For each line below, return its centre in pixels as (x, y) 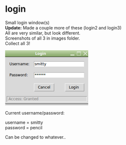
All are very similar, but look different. (43, 33)
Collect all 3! (18, 43)
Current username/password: (35, 113)
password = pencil (24, 127)
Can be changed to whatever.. (36, 137)
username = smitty (24, 122)
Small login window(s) (27, 23)
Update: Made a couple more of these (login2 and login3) (63, 27)
